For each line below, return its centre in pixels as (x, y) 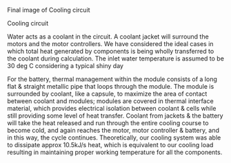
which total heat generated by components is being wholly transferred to (111, 51)
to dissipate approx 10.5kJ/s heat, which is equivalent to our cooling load (110, 145)
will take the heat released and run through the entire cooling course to (108, 123)
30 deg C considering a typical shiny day (66, 66)
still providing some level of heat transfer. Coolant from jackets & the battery (115, 116)
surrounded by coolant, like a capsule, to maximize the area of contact (107, 94)
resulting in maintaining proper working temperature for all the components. (115, 152)
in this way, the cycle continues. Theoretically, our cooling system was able (114, 138)
